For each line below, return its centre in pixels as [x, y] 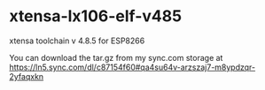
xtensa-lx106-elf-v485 [96, 16]
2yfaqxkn [27, 76]
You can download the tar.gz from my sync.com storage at [116, 57]
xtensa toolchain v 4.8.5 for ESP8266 [77, 41]
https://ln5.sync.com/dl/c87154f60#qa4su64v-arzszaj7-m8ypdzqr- [132, 67]
